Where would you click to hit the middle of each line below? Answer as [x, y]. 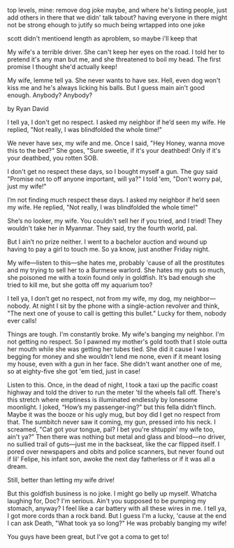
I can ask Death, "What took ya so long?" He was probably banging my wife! [117, 523]
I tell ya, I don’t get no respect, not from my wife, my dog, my [95, 298]
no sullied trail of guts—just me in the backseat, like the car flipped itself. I [114, 444]
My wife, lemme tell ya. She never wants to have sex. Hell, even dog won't [114, 80]
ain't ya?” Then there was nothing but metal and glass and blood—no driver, [117, 437]
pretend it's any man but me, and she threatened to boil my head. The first [114, 59]
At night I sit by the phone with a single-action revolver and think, [126, 306]
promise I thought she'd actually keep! [62, 67]
